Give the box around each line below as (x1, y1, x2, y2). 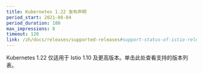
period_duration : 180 (6, 20, 61, 26)
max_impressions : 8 (6, 25, 56, 32)
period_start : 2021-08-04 (6, 14, 71, 20)
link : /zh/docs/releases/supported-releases (6, 37, 120, 43)
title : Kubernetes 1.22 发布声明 (6, 8, 87, 15)
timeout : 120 (6, 31, 39, 37)
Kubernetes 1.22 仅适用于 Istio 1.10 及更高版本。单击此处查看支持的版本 (6, 54, 183, 61)
